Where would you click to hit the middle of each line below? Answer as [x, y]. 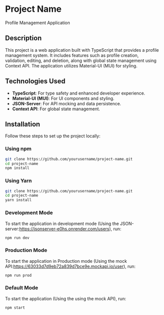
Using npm [18, 149]
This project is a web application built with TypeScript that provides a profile [82, 50]
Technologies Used [35, 81]
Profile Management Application [38, 23]
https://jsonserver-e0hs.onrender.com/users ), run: [70, 229]
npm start [15, 308]
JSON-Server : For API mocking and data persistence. [67, 103]
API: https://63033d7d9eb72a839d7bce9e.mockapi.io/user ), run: [70, 266]
